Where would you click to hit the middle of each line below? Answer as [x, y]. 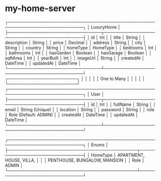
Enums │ [100, 145]
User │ [98, 94]
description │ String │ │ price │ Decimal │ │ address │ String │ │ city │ [76, 42]
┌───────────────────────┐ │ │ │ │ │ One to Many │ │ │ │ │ [75, 79]
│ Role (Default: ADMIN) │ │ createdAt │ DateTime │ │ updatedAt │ [72, 115]
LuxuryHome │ [106, 27]
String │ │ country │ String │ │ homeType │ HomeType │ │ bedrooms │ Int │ [81, 48]
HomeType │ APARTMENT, [118, 155]
